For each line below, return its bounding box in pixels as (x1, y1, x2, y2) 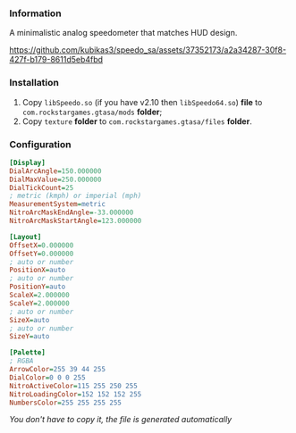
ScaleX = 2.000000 (9, 291, 70, 300)
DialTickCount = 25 (9, 183, 74, 192)
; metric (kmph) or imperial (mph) (9, 191, 142, 201)
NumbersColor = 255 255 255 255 (9, 398, 123, 407)
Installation (9, 77, 60, 89)
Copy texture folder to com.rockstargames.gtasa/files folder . (21, 115, 252, 127)
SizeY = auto (9, 332, 50, 341)
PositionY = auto (9, 282, 66, 292)
